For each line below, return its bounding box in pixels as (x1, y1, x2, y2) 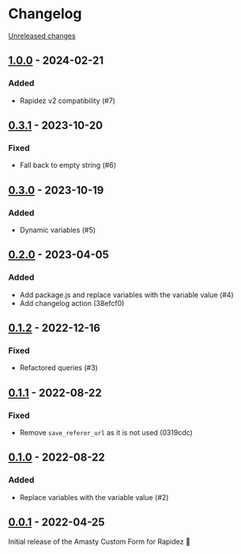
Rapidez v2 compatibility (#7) (19, 96, 116, 105)
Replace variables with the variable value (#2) (19, 492, 169, 502)
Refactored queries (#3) (19, 363, 99, 373)
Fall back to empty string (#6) (19, 160, 117, 170)
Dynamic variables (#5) (19, 225, 96, 235)
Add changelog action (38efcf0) (19, 298, 125, 308)
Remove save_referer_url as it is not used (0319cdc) (19, 428, 194, 437)
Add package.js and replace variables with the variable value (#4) (19, 290, 235, 300)
